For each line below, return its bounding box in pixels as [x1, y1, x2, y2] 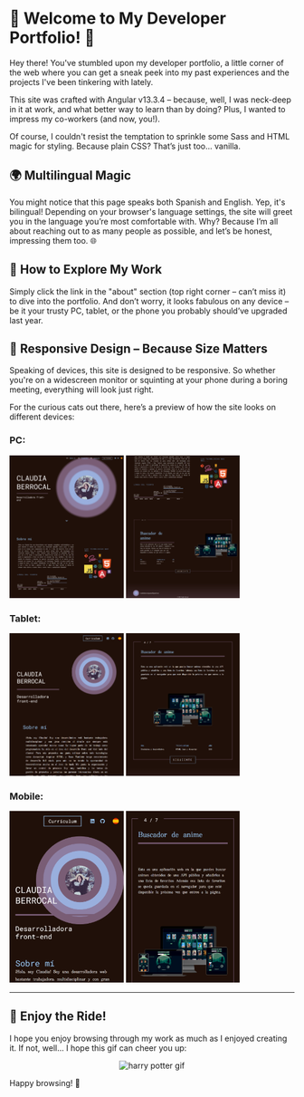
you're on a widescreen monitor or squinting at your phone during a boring [9, 375, 288, 386]
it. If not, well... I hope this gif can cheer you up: [9, 1042, 187, 1054]
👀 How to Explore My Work [9, 262, 163, 277]
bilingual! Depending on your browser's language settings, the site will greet [9, 206, 293, 217]
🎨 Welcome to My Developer [9, 8, 226, 29]
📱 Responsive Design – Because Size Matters [9, 341, 269, 356]
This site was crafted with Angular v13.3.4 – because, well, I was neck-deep [9, 94, 292, 105]
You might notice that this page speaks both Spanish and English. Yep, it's [9, 197, 286, 207]
